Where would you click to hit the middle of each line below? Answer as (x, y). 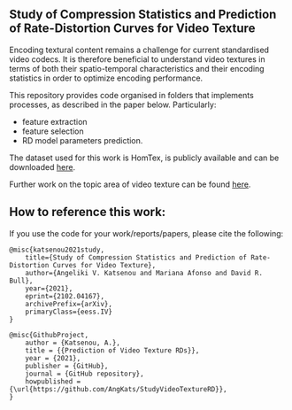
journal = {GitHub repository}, (85, 374)
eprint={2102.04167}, (65, 296)
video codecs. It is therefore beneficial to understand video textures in (137, 59)
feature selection (53, 131)
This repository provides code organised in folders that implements (131, 95)
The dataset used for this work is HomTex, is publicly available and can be (144, 158)
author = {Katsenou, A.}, (73, 343)
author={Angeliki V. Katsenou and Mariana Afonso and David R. (144, 273)
